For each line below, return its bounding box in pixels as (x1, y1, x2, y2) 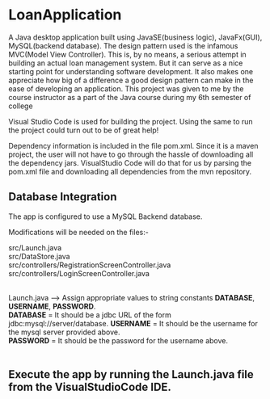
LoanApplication (8, 6, 122, 24)
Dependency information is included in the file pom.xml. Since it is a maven (8, 141, 259, 150)
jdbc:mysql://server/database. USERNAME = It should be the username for (8, 318, 259, 328)
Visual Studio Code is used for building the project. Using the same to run (8, 116, 253, 126)
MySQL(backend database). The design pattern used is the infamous (8, 40, 238, 50)
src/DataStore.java (8, 251, 70, 261)
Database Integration (8, 190, 117, 204)
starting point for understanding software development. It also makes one (8, 66, 253, 76)
